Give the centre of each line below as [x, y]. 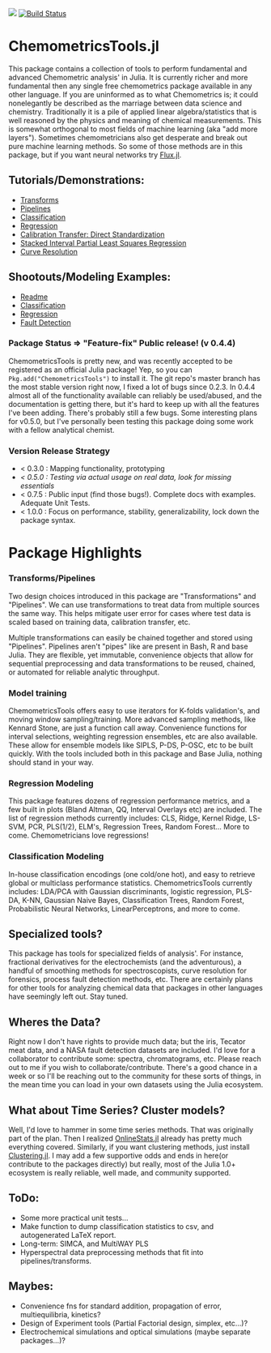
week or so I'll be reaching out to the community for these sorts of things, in [135, 1076]
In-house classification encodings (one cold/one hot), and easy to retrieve [132, 874]
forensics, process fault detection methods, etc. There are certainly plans [131, 979]
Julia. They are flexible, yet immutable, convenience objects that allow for [131, 655]
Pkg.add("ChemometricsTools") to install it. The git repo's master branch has [134, 378]
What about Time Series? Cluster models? [117, 1110]
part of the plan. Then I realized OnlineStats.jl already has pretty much [125, 1138]
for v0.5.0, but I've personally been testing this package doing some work [131, 421]
